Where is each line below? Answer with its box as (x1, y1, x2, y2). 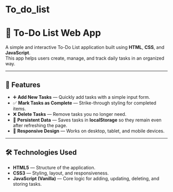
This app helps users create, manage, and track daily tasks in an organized (5, 55, 165, 61)
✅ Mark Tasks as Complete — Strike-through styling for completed (12, 99, 157, 106)
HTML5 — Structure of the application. (12, 164, 96, 170)
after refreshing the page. (12, 122, 67, 128)
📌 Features (5, 80, 41, 89)
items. (12, 106, 26, 112)
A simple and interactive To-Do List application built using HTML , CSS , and (5, 44, 165, 50)
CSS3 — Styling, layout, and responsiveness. (12, 170, 109, 176)
